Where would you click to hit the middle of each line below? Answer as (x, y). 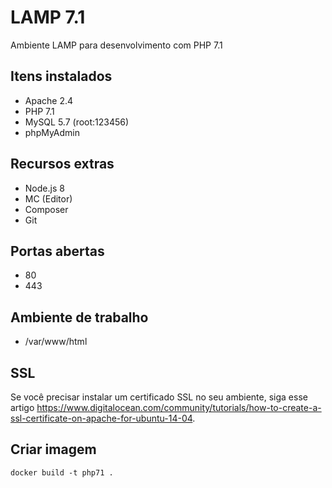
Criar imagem (53, 449)
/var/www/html (56, 342)
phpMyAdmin (52, 132)
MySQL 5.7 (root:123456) (77, 122)
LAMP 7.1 (48, 17)
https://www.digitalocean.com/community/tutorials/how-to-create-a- (179, 407)
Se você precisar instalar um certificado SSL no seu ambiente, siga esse (159, 397)
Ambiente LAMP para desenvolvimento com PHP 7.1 (116, 45)
